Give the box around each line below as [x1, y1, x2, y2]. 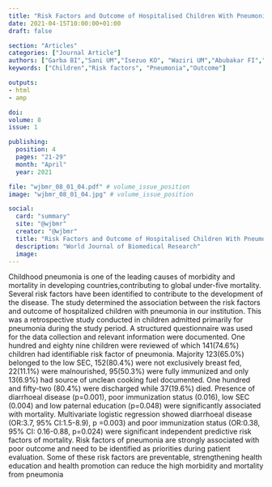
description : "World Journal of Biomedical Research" [15, 242, 201, 251]
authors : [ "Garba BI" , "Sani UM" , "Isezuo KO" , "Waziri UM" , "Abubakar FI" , [8, 57, 263, 65]
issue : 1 [8, 123, 38, 132]
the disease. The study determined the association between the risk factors [8, 298, 261, 307]
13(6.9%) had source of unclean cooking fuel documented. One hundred [8, 375, 251, 385]
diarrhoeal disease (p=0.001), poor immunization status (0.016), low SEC [8, 392, 250, 402]
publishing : [8, 138, 49, 146]
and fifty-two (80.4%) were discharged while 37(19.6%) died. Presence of [8, 383, 256, 393]
